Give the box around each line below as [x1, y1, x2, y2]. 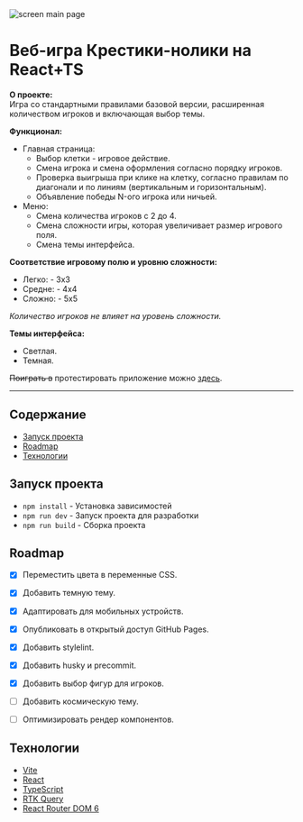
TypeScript [22, 783, 64, 794]
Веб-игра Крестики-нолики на [9, 41, 252, 61]
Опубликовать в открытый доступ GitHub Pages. [22, 624, 209, 635]
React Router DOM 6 [22, 802, 99, 814]
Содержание [9, 407, 87, 423]
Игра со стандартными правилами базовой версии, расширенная [9, 98, 264, 109]
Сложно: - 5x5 [22, 293, 78, 304]
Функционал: [9, 125, 63, 136]
